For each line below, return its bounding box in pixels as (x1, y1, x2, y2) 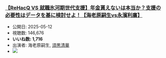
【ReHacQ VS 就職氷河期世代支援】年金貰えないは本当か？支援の (5, 4, 162, 11)
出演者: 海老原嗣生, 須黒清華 (12, 42, 70, 48)
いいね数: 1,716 (12, 36, 43, 42)
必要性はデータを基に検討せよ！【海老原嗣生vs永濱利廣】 (5, 11, 143, 18)
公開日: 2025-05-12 (12, 24, 53, 30)
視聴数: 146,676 (12, 30, 44, 36)
